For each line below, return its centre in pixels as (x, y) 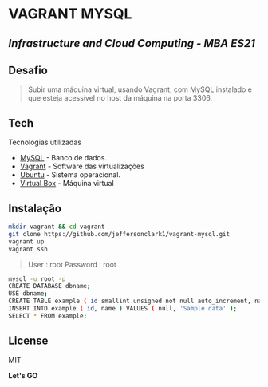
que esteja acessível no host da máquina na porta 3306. (120, 98)
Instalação (35, 208)
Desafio (28, 70)
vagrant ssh (28, 249)
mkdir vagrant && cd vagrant (57, 227)
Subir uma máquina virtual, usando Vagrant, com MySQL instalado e (140, 89)
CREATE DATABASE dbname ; (49, 286)
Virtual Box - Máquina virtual (67, 184)
